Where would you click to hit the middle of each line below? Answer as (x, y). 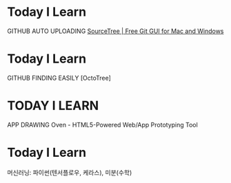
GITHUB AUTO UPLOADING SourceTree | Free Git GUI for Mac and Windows (115, 31)
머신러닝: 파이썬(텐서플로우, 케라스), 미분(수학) (70, 172)
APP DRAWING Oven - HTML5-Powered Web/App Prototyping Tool (102, 125)
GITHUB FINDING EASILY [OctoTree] (59, 78)
